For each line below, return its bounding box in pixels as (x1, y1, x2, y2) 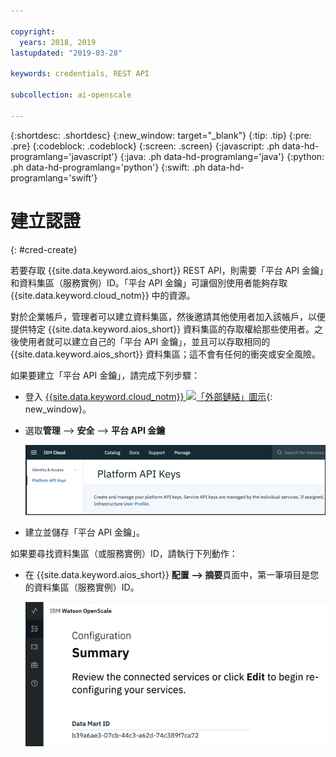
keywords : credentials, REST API (10, 69, 150, 79)
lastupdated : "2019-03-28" (10, 48, 123, 58)
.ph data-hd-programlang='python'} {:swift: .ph (10, 161, 206, 173)
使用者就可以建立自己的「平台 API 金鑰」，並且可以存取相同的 (18, 335, 271, 347)
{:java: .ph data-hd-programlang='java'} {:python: (119, 150, 325, 162)
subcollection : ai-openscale (10, 90, 132, 100)
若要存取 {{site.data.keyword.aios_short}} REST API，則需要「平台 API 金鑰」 (10, 264, 324, 276)
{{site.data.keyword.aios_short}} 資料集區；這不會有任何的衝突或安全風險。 (10, 348, 322, 360)
